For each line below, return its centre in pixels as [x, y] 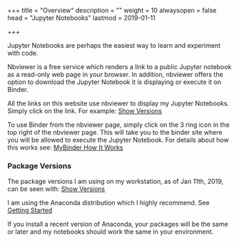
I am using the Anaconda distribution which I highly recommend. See [108, 203]
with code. [23, 53]
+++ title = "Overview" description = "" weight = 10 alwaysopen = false [112, 10]
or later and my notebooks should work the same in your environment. [111, 232]
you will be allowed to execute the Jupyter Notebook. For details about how [118, 140]
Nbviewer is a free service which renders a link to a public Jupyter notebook [119, 67]
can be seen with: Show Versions [56, 189]
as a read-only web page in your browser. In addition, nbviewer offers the [115, 74]
